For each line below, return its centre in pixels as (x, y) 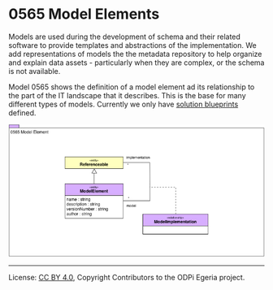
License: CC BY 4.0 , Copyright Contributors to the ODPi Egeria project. (127, 277)
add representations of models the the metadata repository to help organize (135, 54)
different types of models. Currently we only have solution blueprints (123, 104)
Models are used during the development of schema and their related (125, 37)
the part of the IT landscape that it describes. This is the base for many (127, 95)
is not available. (35, 71)
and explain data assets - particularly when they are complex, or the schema (136, 63)
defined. (22, 113)
